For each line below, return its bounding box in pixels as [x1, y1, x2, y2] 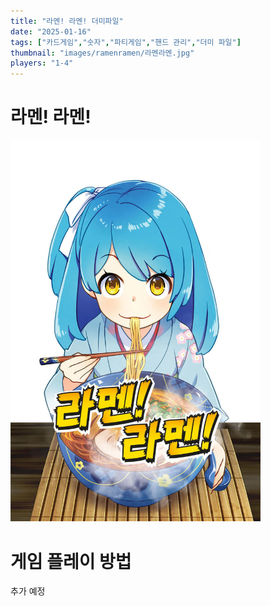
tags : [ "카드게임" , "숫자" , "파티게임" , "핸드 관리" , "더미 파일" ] [10, 37, 242, 47]
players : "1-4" [10, 58, 74, 69]
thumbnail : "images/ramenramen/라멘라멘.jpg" [10, 48, 195, 58]
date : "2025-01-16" [10, 26, 92, 37]
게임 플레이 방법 [10, 550, 132, 573]
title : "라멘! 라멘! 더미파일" [10, 16, 124, 26]
